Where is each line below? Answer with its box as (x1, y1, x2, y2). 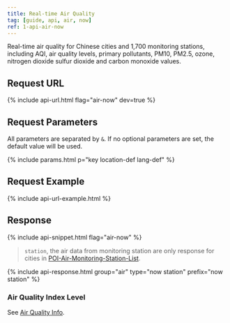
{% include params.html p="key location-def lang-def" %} (7, 156, 176, 164)
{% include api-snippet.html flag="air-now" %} (7, 233, 142, 241)
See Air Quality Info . (7, 308, 65, 316)
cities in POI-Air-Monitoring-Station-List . (24, 254, 141, 262)
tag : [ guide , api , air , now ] (7, 17, 92, 24)
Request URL (7, 77, 65, 89)
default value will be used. (7, 142, 83, 150)
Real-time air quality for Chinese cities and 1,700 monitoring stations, (7, 43, 205, 51)
